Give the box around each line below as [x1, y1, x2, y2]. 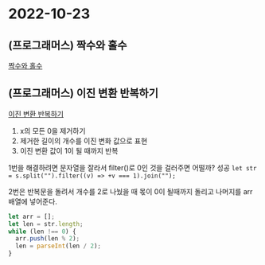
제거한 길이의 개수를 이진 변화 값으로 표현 [19, 136, 148, 146]
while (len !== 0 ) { [8, 228, 77, 236]
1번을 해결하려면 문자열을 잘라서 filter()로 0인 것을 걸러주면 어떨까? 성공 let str [8, 162, 257, 172]
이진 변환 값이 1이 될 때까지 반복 [19, 146, 119, 155]
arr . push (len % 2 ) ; [15, 235, 80, 243]
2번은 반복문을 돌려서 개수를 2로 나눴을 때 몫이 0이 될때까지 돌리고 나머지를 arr [8, 186, 253, 196]
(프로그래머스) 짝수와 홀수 [8, 38, 127, 52]
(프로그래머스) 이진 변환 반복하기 [8, 87, 159, 100]
